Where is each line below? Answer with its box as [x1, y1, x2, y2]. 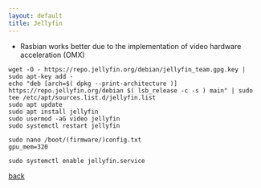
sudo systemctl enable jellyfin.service [8, 157, 146, 165]
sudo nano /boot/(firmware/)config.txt [8, 136, 142, 144]
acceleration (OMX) [19, 50, 86, 59]
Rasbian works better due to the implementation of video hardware [19, 41, 242, 51]
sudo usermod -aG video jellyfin [8, 114, 120, 123]
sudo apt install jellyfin [8, 108, 99, 116]
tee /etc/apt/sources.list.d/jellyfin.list [8, 93, 157, 101]
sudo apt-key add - [8, 72, 74, 80]
